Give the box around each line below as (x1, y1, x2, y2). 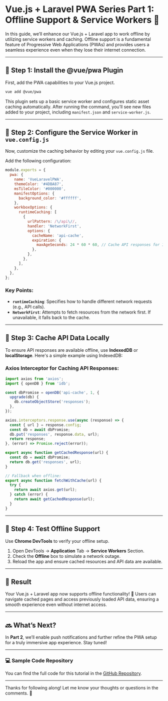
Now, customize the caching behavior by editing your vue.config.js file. (5, 148, 154, 154)
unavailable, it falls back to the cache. (12, 314, 90, 320)
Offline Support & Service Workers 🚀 (5, 14, 160, 26)
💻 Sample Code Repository (5, 657, 73, 664)
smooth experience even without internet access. (5, 602, 107, 608)
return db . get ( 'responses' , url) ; (9, 459, 81, 464)
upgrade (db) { (9, 394, 39, 400)
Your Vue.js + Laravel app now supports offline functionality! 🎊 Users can (5, 591, 156, 597)
